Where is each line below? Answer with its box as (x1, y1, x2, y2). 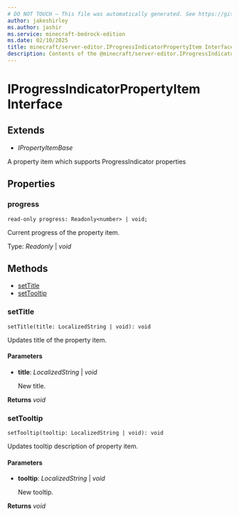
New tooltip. (17, 488, 54, 497)
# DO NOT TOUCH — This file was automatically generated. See (7, 10, 196, 18)
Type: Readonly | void (7, 242, 72, 251)
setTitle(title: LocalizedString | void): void (7, 323, 152, 330)
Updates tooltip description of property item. (7, 442, 139, 450)
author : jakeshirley (7, 17, 69, 24)
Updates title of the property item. (7, 335, 107, 344)
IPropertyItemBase (17, 143, 73, 152)
